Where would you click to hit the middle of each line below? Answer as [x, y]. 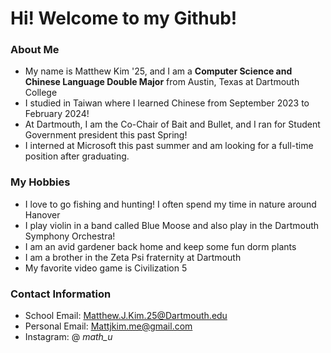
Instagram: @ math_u [68, 337]
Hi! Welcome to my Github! [124, 18]
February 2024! [57, 114]
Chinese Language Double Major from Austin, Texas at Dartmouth [162, 82]
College [41, 93]
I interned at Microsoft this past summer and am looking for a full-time [169, 146]
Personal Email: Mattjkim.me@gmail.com [108, 326]
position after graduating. [77, 156]
